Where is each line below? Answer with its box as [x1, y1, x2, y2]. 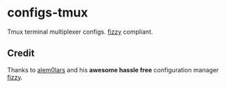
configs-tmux [7, 5, 88, 21]
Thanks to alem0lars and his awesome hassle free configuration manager [7, 65, 219, 74]
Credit [7, 47, 35, 59]
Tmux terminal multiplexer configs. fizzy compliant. [7, 27, 153, 36]
